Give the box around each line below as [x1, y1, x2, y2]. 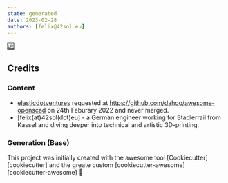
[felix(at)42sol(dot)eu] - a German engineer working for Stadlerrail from [17, 113, 221, 122]
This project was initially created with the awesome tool [7, 153, 166, 162]
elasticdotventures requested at [17, 99, 108, 107]
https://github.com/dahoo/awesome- [109, 99, 216, 107]
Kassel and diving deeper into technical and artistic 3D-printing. [17, 121, 200, 129]
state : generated [7, 10, 57, 17]
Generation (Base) [7, 137, 70, 147]
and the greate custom [48, 161, 114, 169]
